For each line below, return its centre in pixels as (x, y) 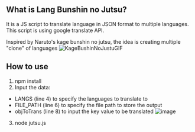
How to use (27, 67)
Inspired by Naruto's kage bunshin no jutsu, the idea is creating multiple (94, 41)
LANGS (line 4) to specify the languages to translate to (81, 99)
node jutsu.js (30, 123)
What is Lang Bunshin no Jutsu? (66, 10)
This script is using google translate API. (55, 30)
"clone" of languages (32, 48)
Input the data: (32, 87)
